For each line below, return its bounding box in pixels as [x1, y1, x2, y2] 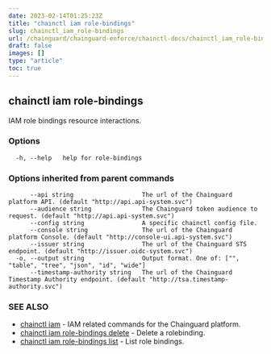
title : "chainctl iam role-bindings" [8, 19, 135, 27]
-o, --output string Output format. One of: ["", [15, 255, 240, 263]
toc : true [8, 65, 42, 73]
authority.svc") [8, 283, 63, 291]
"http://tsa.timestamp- [148, 276, 229, 284]
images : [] [8, 49, 45, 57]
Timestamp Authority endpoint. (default [8, 276, 147, 284]
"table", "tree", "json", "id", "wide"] [8, 261, 147, 270]
